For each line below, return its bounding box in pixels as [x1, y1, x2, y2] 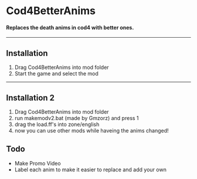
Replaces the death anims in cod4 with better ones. [6, 24, 134, 31]
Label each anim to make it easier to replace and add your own [14, 166, 167, 173]
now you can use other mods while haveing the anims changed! [14, 127, 169, 134]
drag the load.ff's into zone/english [14, 121, 100, 128]
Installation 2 [6, 92, 55, 102]
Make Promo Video [14, 160, 61, 167]
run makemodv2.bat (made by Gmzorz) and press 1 [14, 115, 139, 122]
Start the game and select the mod [14, 70, 98, 77]
